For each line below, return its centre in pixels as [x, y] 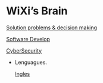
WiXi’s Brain [37, 11]
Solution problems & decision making [51, 27]
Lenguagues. [31, 62]
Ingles [22, 73]
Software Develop [28, 39]
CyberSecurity [24, 50]
